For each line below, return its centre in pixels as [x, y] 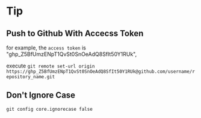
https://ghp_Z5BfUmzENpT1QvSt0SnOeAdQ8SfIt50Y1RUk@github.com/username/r [101, 72]
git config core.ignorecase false [50, 109]
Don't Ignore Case [41, 95]
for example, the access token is [46, 48]
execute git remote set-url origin [51, 66]
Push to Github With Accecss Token [75, 33]
